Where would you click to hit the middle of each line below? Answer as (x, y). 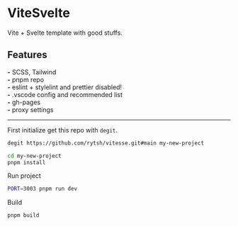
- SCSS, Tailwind (32, 72)
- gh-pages (24, 102)
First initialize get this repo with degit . (63, 130)
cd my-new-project (34, 156)
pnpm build (23, 215)
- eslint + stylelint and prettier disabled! (65, 87)
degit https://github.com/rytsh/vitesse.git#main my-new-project (106, 143)
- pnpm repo (26, 79)
